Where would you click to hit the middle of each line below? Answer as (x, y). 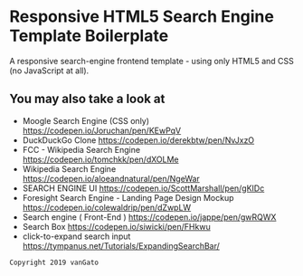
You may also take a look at (87, 99)
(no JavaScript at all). (49, 71)
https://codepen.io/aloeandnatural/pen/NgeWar (111, 178)
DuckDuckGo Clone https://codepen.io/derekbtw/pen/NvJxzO (138, 140)
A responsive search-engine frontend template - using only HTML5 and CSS (151, 61)
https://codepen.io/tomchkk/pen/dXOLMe (100, 159)
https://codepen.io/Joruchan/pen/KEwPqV (102, 130)
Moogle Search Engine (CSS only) (86, 120)
